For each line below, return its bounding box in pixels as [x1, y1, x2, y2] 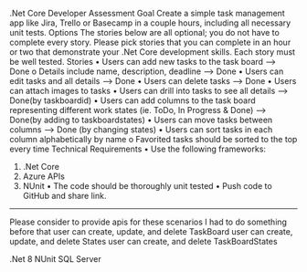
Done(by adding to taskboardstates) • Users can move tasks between [9, 114, 273, 125]
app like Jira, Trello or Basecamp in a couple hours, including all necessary [9, 17, 291, 28]
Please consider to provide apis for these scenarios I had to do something [9, 216, 288, 227]
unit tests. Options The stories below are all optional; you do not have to [9, 27, 281, 37]
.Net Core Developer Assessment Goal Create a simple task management [9, 8, 285, 18]
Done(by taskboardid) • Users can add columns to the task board [9, 95, 256, 106]
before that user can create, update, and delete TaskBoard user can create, [9, 226, 293, 236]
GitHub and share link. [22, 191, 107, 201]
